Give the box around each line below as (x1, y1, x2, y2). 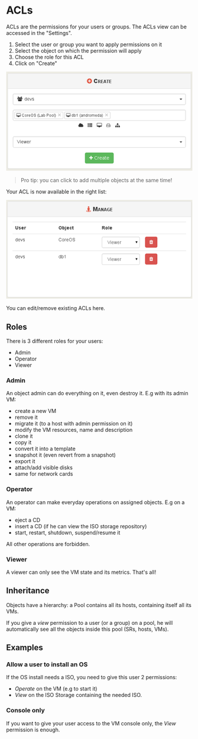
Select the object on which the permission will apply (14, 47, 142, 54)
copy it (14, 439, 32, 446)
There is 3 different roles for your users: (6, 338, 103, 345)
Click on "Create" (14, 60, 57, 67)
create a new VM (14, 408, 57, 415)
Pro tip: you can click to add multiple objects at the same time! (20, 177, 173, 184)
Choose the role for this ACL (14, 53, 84, 60)
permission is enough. (6, 726, 60, 733)
